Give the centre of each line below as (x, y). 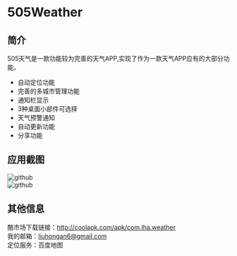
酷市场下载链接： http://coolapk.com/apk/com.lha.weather (92, 227)
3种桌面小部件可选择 (47, 109)
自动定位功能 (36, 82)
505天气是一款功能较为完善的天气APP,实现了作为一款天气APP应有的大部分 (116, 58)
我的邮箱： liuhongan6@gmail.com (57, 236)
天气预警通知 (36, 118)
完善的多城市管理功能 (48, 91)
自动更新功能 (36, 127)
